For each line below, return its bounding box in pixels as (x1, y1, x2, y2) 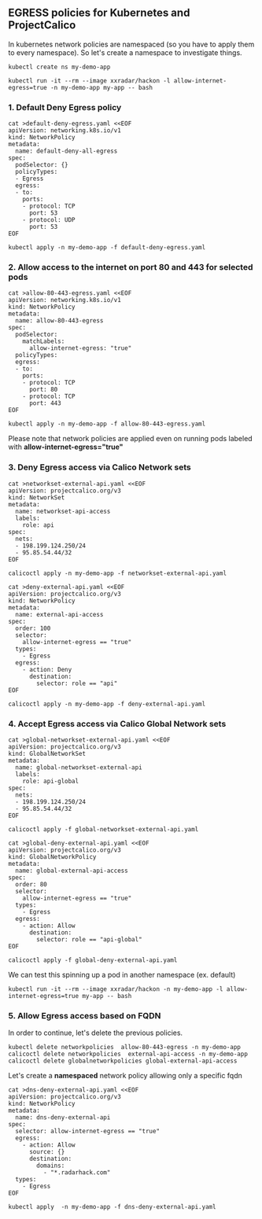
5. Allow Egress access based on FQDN (8, 1010, 161, 1021)
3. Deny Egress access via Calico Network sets (8, 462, 191, 473)
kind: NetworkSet (8, 493, 65, 502)
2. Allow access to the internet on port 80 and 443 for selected (8, 262, 253, 273)
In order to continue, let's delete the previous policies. (8, 1028, 183, 1037)
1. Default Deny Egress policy (8, 101, 122, 112)
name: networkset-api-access (15, 507, 111, 515)
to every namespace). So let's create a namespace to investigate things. (8, 47, 242, 57)
